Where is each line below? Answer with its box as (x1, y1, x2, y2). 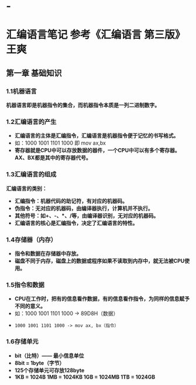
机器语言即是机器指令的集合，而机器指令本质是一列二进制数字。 (6, 102, 160, 109)
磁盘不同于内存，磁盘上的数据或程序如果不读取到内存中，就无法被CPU (14, 257, 185, 264)
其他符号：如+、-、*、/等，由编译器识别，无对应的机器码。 (14, 212, 159, 219)
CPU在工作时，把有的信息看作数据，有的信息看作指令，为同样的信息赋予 (14, 295, 190, 302)
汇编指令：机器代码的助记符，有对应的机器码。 (14, 197, 128, 205)
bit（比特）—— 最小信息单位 (14, 352, 84, 359)
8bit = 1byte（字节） (14, 359, 65, 366)
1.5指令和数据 (6, 280, 45, 289)
